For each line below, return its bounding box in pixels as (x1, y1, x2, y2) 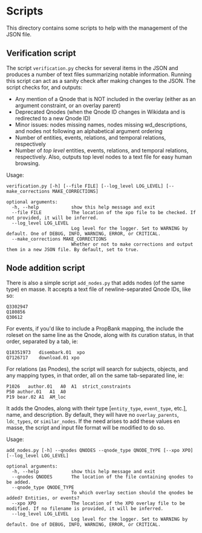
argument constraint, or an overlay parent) (15, 102, 121, 109)
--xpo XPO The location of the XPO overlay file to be (11, 500, 186, 506)
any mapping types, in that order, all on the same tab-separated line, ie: (6, 371, 184, 379)
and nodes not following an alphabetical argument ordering (15, 127, 163, 134)
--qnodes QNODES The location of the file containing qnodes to (11, 474, 194, 480)
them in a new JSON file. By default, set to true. (6, 246, 139, 252)
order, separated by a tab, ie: (6, 338, 79, 345)
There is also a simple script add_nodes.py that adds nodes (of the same (6, 279, 185, 286)
